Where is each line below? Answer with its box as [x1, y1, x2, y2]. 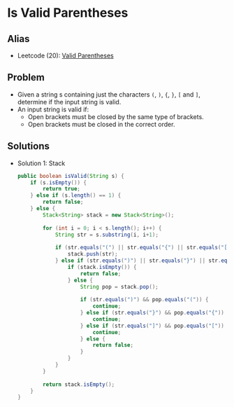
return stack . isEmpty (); [43, 380, 115, 388]
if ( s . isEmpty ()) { [30, 179, 87, 186]
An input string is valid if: [17, 105, 89, 113]
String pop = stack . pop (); [80, 283, 159, 290]
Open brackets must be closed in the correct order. [27, 120, 175, 128]
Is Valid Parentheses [7, 5, 129, 21]
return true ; [43, 186, 81, 193]
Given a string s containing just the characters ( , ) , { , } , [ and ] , [17, 90, 200, 99]
